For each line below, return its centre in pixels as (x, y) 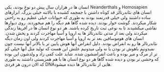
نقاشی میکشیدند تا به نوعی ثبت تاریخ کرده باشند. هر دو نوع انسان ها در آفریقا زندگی (81, 28)
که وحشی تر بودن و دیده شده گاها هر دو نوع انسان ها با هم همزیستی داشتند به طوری (82, 59)
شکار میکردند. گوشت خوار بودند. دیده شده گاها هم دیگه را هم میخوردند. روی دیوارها (81, 23)
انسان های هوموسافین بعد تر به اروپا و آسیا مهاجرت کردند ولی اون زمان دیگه (74, 38)
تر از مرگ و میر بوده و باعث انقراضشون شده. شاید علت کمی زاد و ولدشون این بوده (81, 54)
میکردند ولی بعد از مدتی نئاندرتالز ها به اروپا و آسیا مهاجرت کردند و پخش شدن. (76, 33)
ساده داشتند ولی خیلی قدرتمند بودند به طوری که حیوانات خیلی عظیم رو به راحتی (78, 17)
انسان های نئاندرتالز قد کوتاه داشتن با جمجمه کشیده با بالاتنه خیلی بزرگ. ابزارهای (78, 12)
